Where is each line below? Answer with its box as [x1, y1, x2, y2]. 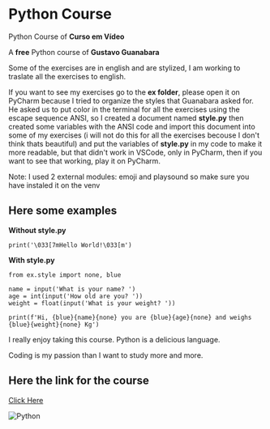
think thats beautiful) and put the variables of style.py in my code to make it [8, 138, 263, 148]
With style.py [8, 255, 55, 265]
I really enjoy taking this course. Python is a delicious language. [8, 334, 221, 344]
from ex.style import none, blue [8, 270, 122, 279]
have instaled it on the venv [8, 180, 101, 190]
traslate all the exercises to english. [8, 71, 126, 81]
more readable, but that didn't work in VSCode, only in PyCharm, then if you [8, 147, 263, 157]
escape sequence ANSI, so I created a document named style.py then [8, 113, 244, 122]
